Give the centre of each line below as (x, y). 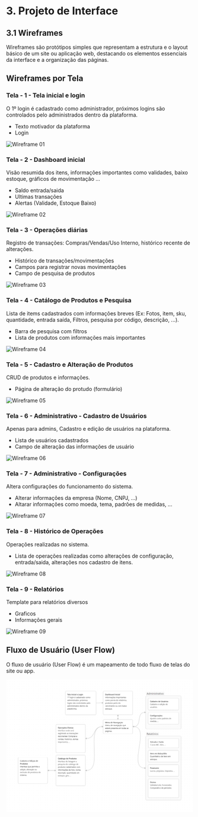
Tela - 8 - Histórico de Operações (55, 531)
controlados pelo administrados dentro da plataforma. (72, 115)
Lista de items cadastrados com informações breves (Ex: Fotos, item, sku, (96, 313)
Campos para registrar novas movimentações (70, 267)
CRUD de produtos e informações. (48, 377)
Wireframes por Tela (45, 79)
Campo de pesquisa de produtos (55, 273)
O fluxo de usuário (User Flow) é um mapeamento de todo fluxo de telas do (98, 664)
